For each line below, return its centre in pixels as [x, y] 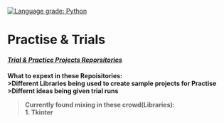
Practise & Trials [56, 40]
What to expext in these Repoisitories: [65, 76]
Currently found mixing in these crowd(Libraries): [100, 105]
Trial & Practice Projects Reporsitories [65, 60]
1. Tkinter [39, 112]
